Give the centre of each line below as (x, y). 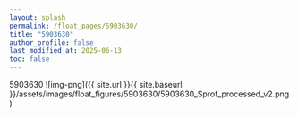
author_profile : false (51, 42)
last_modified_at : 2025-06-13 (66, 51)
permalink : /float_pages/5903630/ (74, 26)
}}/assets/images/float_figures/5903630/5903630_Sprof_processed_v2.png (149, 94)
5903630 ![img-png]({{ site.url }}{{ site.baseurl (96, 84)
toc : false (30, 59)
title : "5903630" (42, 34)
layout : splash (38, 17)
